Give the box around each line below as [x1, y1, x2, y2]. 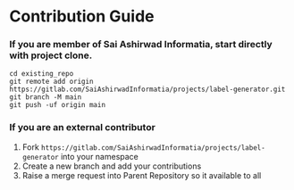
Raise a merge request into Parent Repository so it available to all [21, 169, 262, 180]
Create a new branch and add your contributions [21, 161, 202, 171]
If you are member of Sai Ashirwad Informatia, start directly [9, 38, 273, 51]
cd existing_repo [9, 70, 74, 78]
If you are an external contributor [9, 121, 156, 134]
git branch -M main [9, 93, 82, 102]
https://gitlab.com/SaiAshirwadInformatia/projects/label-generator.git [9, 85, 286, 95]
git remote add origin [9, 78, 94, 87]
